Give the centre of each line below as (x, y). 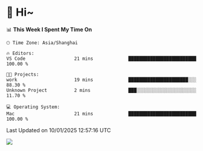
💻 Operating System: (33, 107)
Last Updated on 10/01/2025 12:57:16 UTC (58, 130)
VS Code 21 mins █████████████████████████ (101, 59)
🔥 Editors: (20, 53)
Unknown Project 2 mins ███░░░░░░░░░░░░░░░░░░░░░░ (101, 90)
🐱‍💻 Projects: (23, 74)
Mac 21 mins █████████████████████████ (101, 114)
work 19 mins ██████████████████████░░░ (101, 80)
